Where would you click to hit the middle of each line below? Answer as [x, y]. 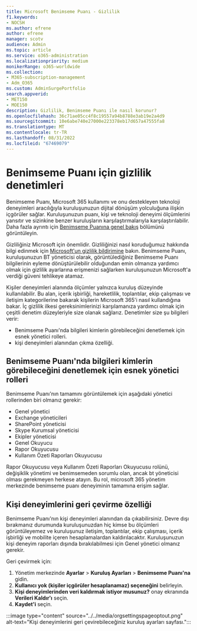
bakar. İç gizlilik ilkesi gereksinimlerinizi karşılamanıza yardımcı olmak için [95, 306]
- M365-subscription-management [46, 77]
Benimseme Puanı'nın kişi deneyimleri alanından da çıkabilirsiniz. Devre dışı [98, 519]
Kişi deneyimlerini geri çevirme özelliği [79, 504]
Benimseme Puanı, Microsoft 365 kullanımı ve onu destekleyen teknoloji [93, 201]
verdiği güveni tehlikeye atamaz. [45, 276]
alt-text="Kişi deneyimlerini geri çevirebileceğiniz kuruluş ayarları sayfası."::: [99, 622]
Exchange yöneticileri [41, 418]
